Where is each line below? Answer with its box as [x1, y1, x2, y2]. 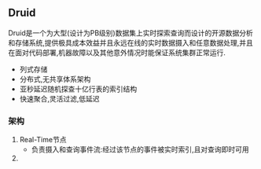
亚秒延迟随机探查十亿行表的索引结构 [19, 84, 138, 94]
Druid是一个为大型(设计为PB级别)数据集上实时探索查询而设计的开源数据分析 [8, 28, 253, 38]
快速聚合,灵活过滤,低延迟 [19, 94, 100, 103]
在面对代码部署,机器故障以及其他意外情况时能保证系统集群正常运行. [8, 47, 226, 57]
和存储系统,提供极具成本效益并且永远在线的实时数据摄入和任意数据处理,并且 [8, 38, 254, 47]
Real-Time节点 [19, 135, 67, 145]
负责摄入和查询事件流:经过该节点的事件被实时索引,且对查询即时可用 [31, 145, 249, 154]
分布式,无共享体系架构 [19, 74, 91, 83]
